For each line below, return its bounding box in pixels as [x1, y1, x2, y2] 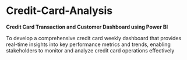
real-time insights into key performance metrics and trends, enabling [6, 41, 171, 48]
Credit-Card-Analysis [6, 4, 113, 17]
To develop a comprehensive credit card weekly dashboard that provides [6, 34, 182, 41]
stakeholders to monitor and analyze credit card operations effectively [6, 47, 175, 54]
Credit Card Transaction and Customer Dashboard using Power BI [6, 23, 168, 30]
